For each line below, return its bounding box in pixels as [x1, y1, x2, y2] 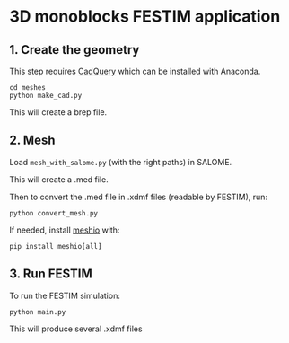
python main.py [9, 307, 66, 316]
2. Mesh [9, 133, 56, 148]
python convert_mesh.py [9, 208, 99, 217]
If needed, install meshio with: [9, 224, 120, 235]
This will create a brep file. [9, 107, 108, 118]
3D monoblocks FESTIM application [9, 6, 281, 27]
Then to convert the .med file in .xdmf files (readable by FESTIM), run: [9, 191, 267, 202]
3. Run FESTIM [9, 267, 92, 282]
